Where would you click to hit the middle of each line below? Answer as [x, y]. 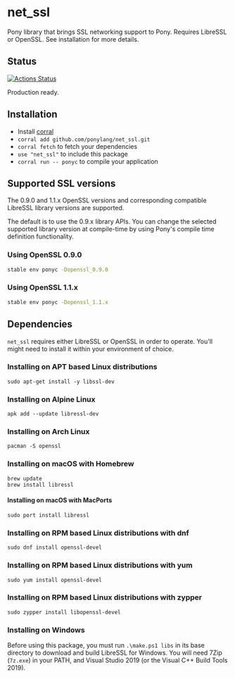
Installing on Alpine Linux [52, 399]
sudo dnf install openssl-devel [55, 547]
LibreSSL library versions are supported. [66, 208]
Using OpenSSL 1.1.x [43, 288]
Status [22, 62]
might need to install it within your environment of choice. [91, 349]
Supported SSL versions [62, 183]
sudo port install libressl [49, 515]
